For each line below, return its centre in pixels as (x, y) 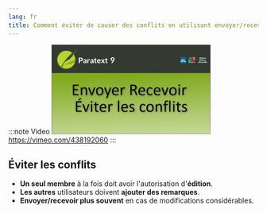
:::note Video (29, 131)
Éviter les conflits (52, 164)
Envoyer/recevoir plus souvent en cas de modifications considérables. (137, 201)
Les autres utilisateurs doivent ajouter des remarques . (110, 192)
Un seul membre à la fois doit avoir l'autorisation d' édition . (116, 184)
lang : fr (23, 17)
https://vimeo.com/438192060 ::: (62, 140)
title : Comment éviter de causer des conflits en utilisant (110, 25)
